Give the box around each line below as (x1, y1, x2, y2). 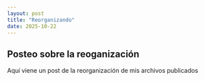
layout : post (7, 10, 45, 17)
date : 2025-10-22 (7, 23, 57, 30)
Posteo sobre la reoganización (7, 48, 140, 60)
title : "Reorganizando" (7, 16, 75, 23)
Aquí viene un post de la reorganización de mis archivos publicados (7, 67, 199, 75)
